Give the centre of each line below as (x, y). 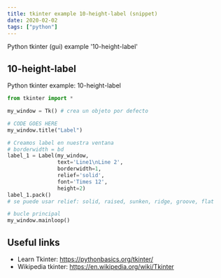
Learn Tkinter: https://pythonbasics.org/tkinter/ (85, 259)
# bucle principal (34, 214)
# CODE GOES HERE (33, 123)
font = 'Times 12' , (83, 182)
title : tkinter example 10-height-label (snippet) (83, 14)
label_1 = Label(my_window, (48, 156)
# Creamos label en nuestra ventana (60, 143)
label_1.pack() (29, 195)
